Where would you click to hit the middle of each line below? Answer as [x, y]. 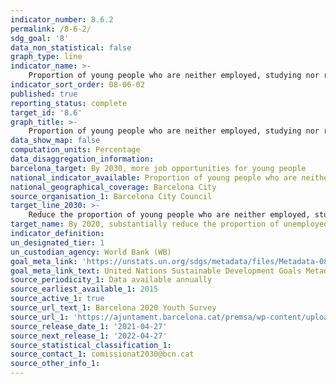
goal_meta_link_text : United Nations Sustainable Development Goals [156, 271]
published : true [44, 94]
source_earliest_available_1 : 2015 [84, 289]
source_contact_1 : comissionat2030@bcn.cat [102, 354]
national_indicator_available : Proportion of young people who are [154, 177]
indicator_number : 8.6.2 [62, 19]
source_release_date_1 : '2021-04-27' [89, 326]
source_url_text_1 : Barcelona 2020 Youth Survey [113, 308]
